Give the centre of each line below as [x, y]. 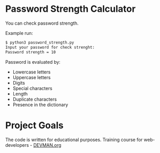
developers [17, 145]
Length [20, 93]
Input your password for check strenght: [50, 47]
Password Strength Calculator [71, 9]
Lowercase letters [32, 72]
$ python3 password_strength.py [40, 42]
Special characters [32, 88]
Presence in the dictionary [40, 104]
